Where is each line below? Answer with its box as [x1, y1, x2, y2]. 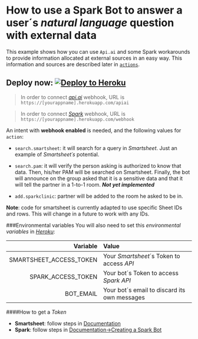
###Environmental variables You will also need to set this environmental [6, 221, 181, 229]
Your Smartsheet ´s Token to [103, 252, 181, 260]
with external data [6, 29, 97, 42]
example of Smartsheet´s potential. [14, 151, 100, 158]
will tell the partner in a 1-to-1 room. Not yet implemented [14, 181, 155, 188]
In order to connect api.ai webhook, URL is [20, 93, 125, 100]
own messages [103, 293, 146, 301]
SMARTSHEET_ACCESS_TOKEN [9, 255, 98, 263]
